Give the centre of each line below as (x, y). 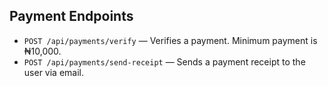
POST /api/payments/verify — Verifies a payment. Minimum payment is (170, 40)
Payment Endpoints (71, 16)
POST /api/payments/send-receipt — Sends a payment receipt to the (164, 61)
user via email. (53, 72)
